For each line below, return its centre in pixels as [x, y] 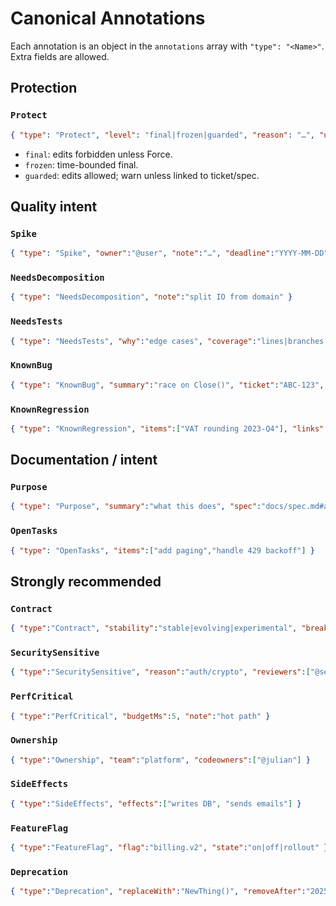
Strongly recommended [86, 581]
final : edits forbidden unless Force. [98, 154]
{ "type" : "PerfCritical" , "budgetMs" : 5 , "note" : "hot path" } [140, 716]
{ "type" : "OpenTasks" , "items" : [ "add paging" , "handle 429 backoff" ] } [162, 550]
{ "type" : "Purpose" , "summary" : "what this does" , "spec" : [136, 507]
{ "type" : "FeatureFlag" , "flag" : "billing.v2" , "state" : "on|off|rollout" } [169, 848]
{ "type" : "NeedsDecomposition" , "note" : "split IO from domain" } [151, 297]
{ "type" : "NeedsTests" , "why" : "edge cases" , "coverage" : [133, 341]
